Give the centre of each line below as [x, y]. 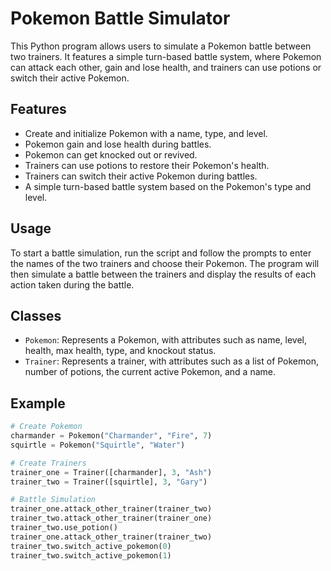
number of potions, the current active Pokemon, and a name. [150, 372]
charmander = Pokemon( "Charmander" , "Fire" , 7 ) [111, 436]
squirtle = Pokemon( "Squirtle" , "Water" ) [98, 445]
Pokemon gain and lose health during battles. [118, 144]
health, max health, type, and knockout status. [120, 351]
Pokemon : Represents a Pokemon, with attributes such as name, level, [166, 340]
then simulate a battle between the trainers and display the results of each [163, 274]
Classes [36, 315]
